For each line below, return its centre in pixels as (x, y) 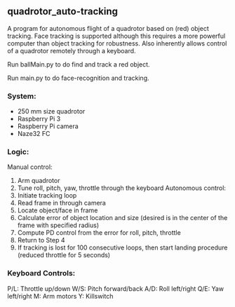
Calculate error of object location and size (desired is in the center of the (122, 218)
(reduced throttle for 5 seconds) (64, 255)
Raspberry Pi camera (48, 126)
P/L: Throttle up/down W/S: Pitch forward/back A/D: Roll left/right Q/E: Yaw (116, 288)
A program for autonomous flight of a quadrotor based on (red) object (108, 28)
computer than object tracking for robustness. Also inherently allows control (117, 43)
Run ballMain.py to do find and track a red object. (79, 64)
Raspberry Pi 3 (39, 119)
